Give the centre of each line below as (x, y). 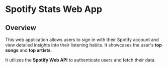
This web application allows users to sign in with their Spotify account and (82, 39)
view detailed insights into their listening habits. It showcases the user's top (83, 45)
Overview (21, 28)
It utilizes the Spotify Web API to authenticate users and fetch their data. (80, 60)
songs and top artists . (28, 50)
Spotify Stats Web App (54, 9)
